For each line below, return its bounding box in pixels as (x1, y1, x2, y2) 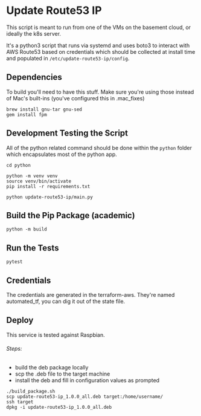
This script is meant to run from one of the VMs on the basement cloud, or (6, 24, 191, 31)
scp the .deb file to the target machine (14, 370, 110, 378)
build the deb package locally (14, 364, 89, 371)
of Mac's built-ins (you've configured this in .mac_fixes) (6, 94, 145, 102)
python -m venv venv (6, 173, 59, 179)
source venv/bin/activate (6, 178, 71, 184)
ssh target (6, 399, 34, 405)
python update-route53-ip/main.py (6, 194, 94, 200)
